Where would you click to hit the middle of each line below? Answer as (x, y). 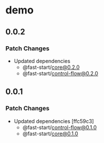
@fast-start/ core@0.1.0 (50, 133)
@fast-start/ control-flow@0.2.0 (60, 73)
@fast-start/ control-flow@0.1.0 (60, 127)
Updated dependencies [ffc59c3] (54, 121)
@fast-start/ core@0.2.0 (51, 67)
